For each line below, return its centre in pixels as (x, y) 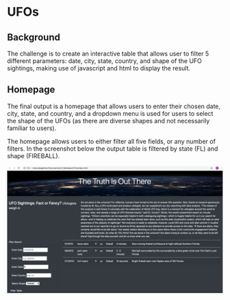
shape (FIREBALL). (34, 155)
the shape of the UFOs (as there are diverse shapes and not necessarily (108, 121)
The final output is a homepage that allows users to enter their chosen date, (114, 106)
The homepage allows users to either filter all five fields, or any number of (111, 141)
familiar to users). (32, 128)
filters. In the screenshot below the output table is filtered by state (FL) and (113, 149)
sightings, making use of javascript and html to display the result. (99, 68)
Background (34, 37)
